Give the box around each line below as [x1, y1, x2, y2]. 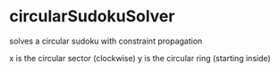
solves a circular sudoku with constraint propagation [9, 36, 203, 46]
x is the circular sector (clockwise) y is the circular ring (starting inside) [9, 52, 271, 63]
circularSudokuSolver [9, 6, 175, 27]
